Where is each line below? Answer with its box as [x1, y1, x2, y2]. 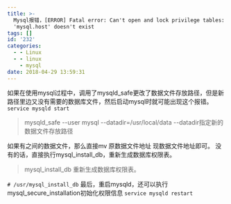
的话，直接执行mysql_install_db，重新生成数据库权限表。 [12, 150, 176, 159]
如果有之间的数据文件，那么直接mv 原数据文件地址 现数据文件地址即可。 [7, 141, 214, 150]
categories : [7, 42, 42, 49]
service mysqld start [7, 105, 70, 112]
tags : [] [7, 29, 33, 37]
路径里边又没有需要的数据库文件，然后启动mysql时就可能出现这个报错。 [7, 97, 213, 105]
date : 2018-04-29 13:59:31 [7, 68, 85, 75]
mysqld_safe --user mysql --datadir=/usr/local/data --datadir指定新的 [24, 118, 224, 126]
